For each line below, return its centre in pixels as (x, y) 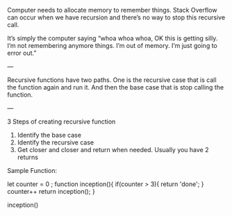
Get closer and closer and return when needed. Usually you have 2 (113, 150)
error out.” (22, 53)
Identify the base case (49, 135)
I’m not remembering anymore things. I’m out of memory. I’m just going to (112, 45)
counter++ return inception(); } (51, 191)
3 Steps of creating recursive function (61, 122)
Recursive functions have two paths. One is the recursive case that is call (112, 80)
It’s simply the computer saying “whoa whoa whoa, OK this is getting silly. (113, 38)
